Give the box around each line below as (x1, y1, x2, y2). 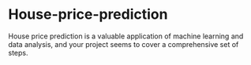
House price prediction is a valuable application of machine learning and (8, 31, 244, 41)
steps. (8, 48, 28, 57)
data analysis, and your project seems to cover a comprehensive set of (8, 39, 239, 49)
